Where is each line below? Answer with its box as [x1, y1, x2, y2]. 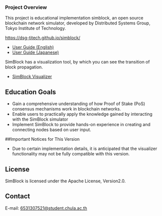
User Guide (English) [12, 44, 54, 50]
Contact [5, 192, 30, 200]
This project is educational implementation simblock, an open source [5, 15, 143, 21]
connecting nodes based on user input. [12, 127, 91, 133]
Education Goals [5, 87, 56, 96]
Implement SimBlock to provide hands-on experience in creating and [12, 122, 151, 128]
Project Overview [5, 4, 47, 11]
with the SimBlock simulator [12, 116, 68, 122]
